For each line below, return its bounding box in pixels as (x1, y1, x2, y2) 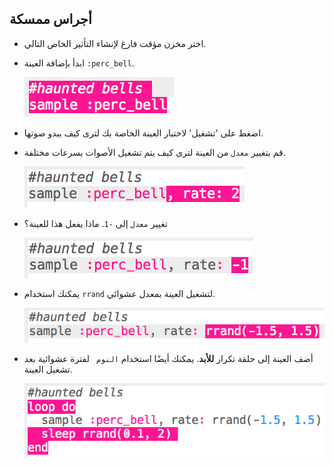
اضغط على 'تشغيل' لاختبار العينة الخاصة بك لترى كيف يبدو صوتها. (23, 127, 264, 139)
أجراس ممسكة (9, 11, 92, 28)
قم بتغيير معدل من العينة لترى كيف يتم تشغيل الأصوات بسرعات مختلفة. (23, 146, 286, 158)
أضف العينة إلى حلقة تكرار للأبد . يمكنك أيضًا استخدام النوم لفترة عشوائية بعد (23, 353, 314, 365)
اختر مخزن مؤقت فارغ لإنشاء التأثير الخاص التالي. (23, 37, 207, 49)
